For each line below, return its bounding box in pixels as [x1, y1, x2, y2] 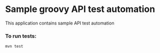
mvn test [5, 44, 23, 49]
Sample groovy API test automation [5, 3, 155, 15]
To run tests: [5, 32, 36, 39]
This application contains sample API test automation [5, 20, 114, 26]
